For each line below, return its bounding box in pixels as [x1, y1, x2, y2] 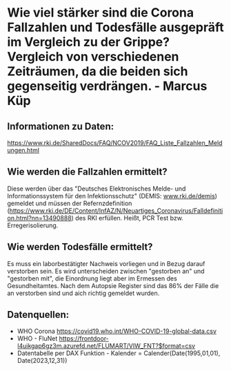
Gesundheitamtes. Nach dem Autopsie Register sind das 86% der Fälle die [7, 281, 219, 289]
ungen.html [7, 146, 40, 154]
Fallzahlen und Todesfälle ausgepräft [7, 19, 224, 35]
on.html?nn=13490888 [7, 213, 72, 222]
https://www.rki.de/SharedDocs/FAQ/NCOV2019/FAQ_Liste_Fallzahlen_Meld [7, 139, 223, 146]
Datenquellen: [7, 309, 70, 321]
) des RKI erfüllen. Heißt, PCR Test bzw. [71, 213, 184, 222]
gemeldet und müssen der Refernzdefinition [7, 199, 132, 207]
